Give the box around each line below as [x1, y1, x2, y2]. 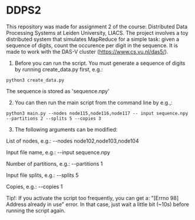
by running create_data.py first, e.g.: [14, 65, 103, 73]
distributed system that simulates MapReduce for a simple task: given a [6, 35, 180, 42]
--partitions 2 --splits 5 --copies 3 [6, 116, 101, 122]
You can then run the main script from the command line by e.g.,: [14, 98, 173, 106]
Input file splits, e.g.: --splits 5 [6, 172, 79, 179]
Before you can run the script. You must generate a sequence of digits [14, 60, 186, 67]
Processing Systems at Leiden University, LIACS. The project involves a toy [6, 29, 189, 36]
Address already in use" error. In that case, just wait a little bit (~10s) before [6, 201, 190, 208]
